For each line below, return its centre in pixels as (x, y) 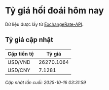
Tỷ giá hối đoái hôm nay (54, 11)
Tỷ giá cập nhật (29, 40)
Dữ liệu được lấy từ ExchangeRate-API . (44, 24)
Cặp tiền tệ (21, 53)
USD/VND (19, 62)
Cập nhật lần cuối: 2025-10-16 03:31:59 (46, 82)
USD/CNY (19, 70)
